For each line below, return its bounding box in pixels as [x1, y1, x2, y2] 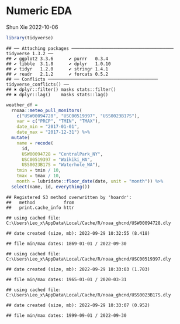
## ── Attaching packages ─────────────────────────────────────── [6, 45, 174, 51]
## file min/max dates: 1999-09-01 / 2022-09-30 [6, 312, 127, 318]
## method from [6, 200, 75, 205]
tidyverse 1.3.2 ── [6, 50, 54, 56]
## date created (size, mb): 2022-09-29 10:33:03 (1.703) [6, 266, 150, 272]
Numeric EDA [6, 4, 72, 18]
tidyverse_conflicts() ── [6, 81, 69, 87]
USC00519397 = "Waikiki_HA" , [21, 157, 93, 163]
